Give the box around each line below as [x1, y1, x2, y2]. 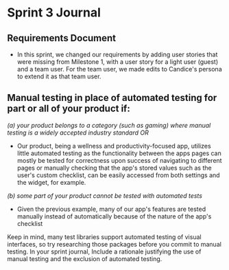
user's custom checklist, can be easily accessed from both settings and [16, 170, 221, 179]
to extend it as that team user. [16, 72, 101, 80]
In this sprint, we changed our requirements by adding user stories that [16, 50, 218, 58]
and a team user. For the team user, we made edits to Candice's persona [16, 65, 223, 73]
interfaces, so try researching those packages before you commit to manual [7, 240, 221, 248]
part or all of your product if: [7, 103, 130, 115]
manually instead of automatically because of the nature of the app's [16, 212, 212, 221]
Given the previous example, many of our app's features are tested [16, 205, 206, 213]
